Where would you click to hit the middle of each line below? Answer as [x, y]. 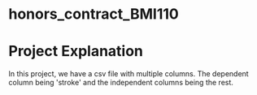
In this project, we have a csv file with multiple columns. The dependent [129, 74]
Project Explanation [76, 52]
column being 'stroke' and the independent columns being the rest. [121, 83]
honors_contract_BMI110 [94, 14]
